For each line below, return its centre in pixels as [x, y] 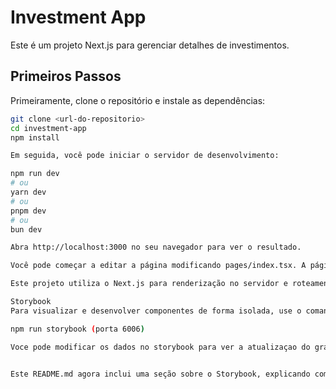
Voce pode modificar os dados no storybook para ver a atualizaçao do [160, 347]
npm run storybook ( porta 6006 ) [77, 329]
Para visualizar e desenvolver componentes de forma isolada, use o [156, 311]
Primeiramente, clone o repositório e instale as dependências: [138, 100]
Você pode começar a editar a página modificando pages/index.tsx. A [158, 266]
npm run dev [35, 174]
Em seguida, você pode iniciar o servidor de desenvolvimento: [145, 156]
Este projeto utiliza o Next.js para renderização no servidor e [149, 284]
